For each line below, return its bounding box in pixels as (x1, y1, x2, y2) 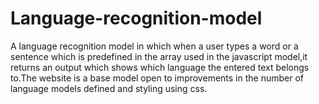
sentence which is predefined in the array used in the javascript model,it (10, 50, 308, 62)
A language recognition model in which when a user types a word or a (10, 40, 299, 52)
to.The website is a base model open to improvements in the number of (10, 72, 304, 84)
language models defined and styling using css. (10, 82, 208, 94)
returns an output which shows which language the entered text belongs (10, 61, 310, 73)
